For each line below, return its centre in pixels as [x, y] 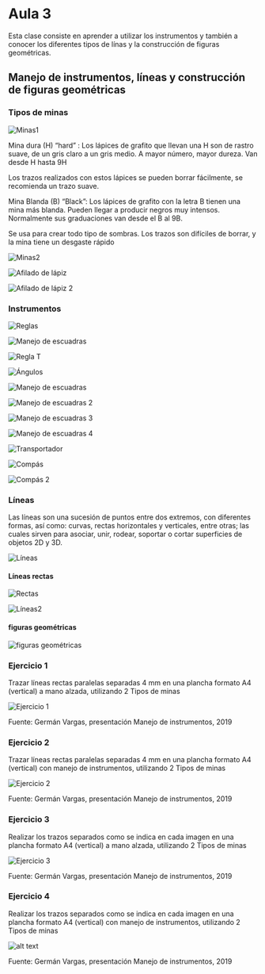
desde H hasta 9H [38, 162]
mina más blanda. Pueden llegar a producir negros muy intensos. [114, 209]
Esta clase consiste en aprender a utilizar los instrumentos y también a [123, 36]
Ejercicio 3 [29, 819]
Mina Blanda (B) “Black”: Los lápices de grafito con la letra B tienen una [125, 201]
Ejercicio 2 [29, 742]
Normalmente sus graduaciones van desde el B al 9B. [96, 218]
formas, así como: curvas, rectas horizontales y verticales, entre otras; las [129, 526]
